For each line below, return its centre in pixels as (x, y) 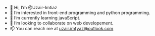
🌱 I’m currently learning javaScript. (45, 18)
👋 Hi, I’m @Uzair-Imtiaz (33, 8)
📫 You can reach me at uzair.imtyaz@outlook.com (62, 28)
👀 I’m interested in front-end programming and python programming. (80, 13)
